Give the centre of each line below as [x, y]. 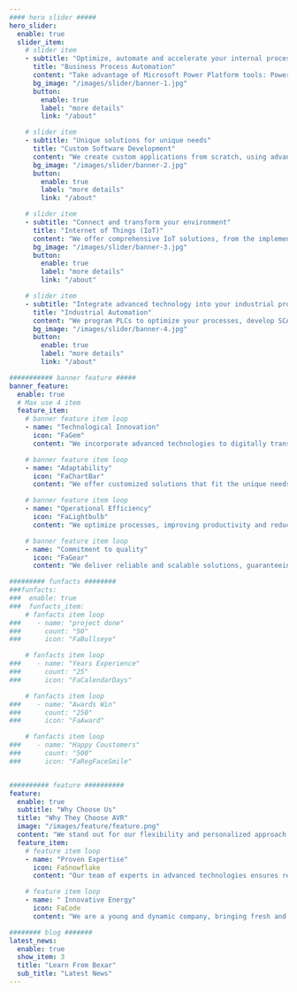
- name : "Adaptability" [69, 468]
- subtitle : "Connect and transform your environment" [128, 222]
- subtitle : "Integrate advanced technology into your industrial [150, 304]
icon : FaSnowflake [66, 868]
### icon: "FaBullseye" [63, 639]
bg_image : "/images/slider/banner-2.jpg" [110, 165]
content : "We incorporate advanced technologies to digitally [149, 444]
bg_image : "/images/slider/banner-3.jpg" [110, 247]
